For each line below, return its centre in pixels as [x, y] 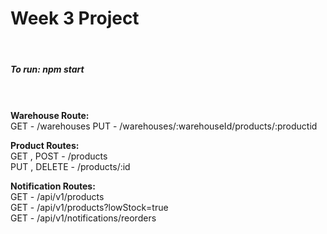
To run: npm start [47, 69]
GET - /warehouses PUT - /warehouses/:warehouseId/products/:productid [164, 126]
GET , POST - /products [59, 156]
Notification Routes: [53, 186]
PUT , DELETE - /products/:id [70, 166]
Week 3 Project [75, 18]
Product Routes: [45, 145]
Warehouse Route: [50, 115]
